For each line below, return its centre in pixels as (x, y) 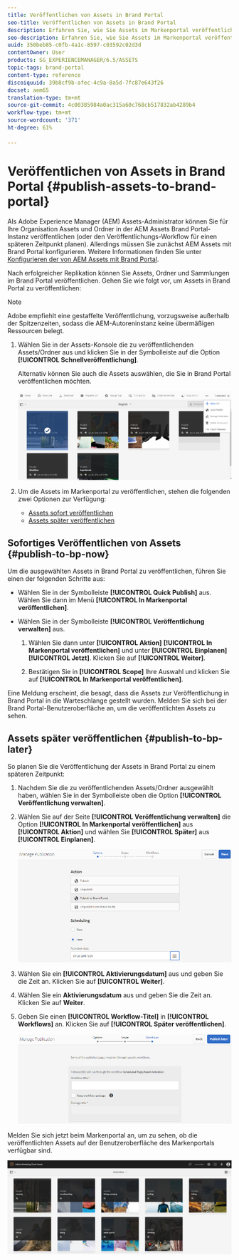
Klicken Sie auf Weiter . (51, 1003)
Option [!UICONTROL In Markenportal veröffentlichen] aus (105, 824)
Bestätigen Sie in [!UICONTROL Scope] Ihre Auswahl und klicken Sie (129, 672)
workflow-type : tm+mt (39, 113)
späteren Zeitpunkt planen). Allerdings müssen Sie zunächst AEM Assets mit (119, 244)
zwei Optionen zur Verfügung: (62, 499)
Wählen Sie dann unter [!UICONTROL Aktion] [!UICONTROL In (120, 643)
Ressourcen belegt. (36, 330)
